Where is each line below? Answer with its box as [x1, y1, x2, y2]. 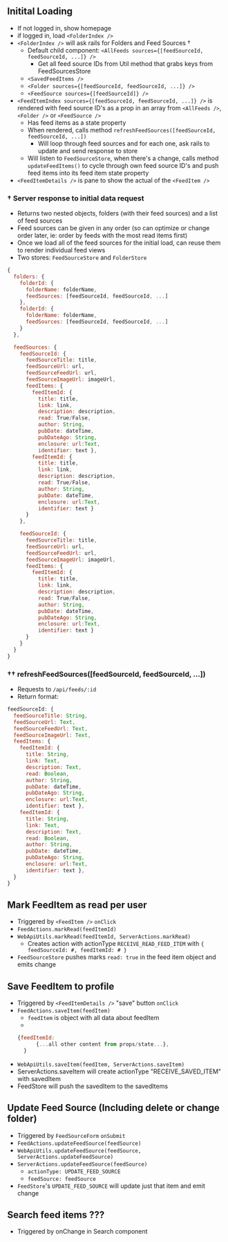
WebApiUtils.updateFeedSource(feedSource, [17, 1147, 142, 1154]
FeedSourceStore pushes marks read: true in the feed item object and [17, 953, 216, 961]
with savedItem [17, 1074, 61, 1083]
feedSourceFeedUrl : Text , [13, 725, 88, 732]
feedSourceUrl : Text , [13, 718, 76, 725]
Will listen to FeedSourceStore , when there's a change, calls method [27, 154, 219, 162]
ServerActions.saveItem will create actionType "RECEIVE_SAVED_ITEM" [17, 1067, 222, 1076]
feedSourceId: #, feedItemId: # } [27, 947, 127, 954]
